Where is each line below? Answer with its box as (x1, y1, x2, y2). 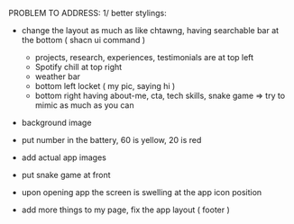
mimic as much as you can (34, 100, 134, 111)
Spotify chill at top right (34, 62, 123, 72)
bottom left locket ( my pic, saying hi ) (34, 81, 176, 91)
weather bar (34, 71, 81, 82)
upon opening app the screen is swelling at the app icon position (21, 187, 262, 197)
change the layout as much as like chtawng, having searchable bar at (21, 25, 280, 35)
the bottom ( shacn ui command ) (21, 35, 146, 45)
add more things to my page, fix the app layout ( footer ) (21, 204, 231, 215)
